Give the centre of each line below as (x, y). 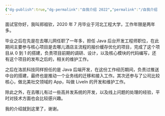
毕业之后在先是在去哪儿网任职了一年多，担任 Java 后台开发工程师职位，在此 (82, 41)
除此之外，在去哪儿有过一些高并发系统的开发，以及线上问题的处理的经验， (80, 92)
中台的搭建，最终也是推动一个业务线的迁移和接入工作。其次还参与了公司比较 (82, 75)
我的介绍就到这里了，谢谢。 (33, 109)
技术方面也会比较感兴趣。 (39, 98)
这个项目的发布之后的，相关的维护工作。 (50, 59)
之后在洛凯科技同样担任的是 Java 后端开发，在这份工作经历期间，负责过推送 (82, 70)
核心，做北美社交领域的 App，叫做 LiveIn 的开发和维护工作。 (67, 82)
